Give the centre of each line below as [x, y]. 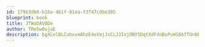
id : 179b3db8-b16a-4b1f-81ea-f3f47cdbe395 [61, 12]
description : [23, 35]
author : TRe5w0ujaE [31, 29]
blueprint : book [27, 18]
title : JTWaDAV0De [30, 23]
